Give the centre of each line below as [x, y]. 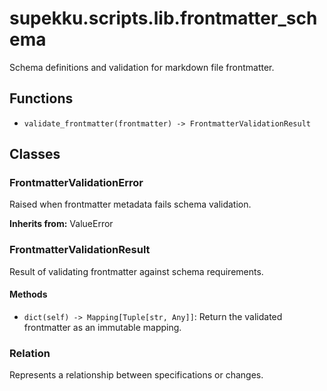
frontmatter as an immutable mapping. [102, 327]
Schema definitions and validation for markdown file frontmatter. [142, 67]
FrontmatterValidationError [76, 183]
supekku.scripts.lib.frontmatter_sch [163, 18]
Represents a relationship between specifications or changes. [136, 375]
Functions [41, 98]
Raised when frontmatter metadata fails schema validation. [130, 204]
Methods [28, 294]
